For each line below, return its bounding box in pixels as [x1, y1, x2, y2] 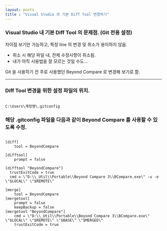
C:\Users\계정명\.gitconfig [5, 104, 60, 109]
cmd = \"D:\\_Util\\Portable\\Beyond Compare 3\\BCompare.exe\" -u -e [9, 174, 159, 179]
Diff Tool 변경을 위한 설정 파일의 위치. [5, 87, 90, 94]
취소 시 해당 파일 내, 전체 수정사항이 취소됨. [12, 52, 96, 58]
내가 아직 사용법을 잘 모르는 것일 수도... [12, 58, 88, 64]
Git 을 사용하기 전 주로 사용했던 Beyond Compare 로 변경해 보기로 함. [5, 69, 140, 75]
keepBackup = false [14, 205, 55, 210]
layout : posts [5, 7, 35, 12]
